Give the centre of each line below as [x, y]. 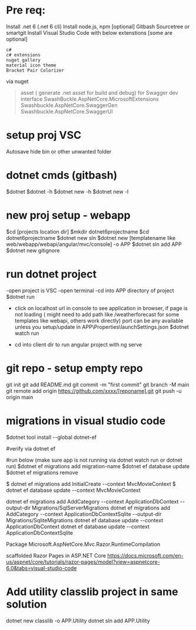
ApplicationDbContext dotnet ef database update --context [78, 526]
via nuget [17, 81]
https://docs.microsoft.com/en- [145, 555]
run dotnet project [52, 274]
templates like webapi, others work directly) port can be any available [99, 321]
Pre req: [26, 10]
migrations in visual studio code [86, 421]
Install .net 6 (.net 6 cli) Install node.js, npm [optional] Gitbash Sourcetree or [98, 26]
